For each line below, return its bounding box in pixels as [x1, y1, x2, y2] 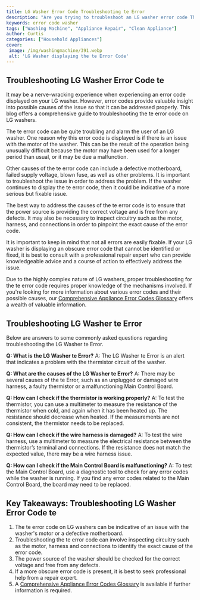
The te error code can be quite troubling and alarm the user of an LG [6, 128, 174, 135]
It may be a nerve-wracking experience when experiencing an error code [6, 91, 186, 99]
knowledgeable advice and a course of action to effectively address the [6, 258, 182, 265]
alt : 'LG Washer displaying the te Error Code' [8, 53, 129, 59]
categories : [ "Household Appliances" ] [6, 36, 102, 42]
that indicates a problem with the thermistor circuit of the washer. [6, 359, 167, 366]
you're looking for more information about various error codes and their [6, 288, 182, 296]
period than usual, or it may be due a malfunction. [6, 153, 129, 161]
